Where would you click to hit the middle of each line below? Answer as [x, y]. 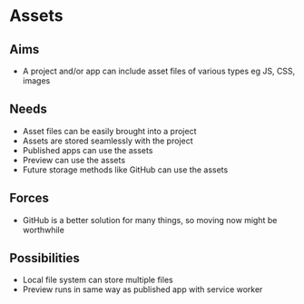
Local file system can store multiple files [98, 280]
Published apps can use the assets [88, 150]
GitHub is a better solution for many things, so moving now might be [150, 220]
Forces [29, 198]
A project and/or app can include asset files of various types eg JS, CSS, [159, 71]
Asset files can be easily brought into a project [109, 131]
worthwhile [44, 230]
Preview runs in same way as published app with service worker [142, 289]
